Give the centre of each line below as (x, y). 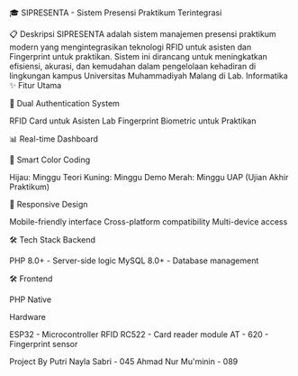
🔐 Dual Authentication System (64, 103)
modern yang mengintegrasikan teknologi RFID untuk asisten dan (131, 47)
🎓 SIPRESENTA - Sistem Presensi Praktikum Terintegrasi (116, 13)
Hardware (28, 317)
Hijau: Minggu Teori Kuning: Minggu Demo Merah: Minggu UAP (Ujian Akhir (149, 177)
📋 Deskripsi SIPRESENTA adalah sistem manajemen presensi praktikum (143, 34)
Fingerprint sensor (44, 344)
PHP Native (31, 299)
